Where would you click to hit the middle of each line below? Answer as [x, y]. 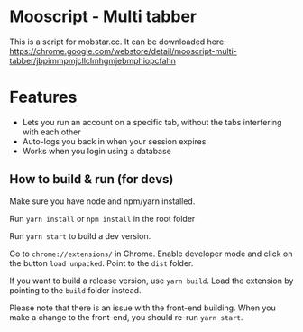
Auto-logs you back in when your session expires [114, 141]
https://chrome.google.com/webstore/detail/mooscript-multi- [123, 51]
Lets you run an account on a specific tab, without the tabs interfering [152, 122]
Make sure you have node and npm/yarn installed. [102, 201]
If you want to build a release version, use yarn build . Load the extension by [151, 281]
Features [43, 97]
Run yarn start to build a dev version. [80, 235]
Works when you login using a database [96, 151]
